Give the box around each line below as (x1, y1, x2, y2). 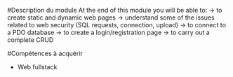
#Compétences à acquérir (7, 49, 83, 57)
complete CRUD (7, 36, 54, 44)
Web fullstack (17, 63, 58, 71)
